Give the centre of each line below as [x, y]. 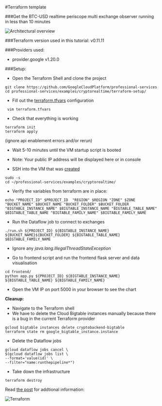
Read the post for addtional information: [45, 389]
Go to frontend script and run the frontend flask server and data [76, 258]
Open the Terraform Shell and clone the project [59, 78]
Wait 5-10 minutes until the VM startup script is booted [66, 150]
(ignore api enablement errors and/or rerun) [49, 140]
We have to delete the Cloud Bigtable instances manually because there [84, 313]
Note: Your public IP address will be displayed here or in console [76, 159]
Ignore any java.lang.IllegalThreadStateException [61, 248]
